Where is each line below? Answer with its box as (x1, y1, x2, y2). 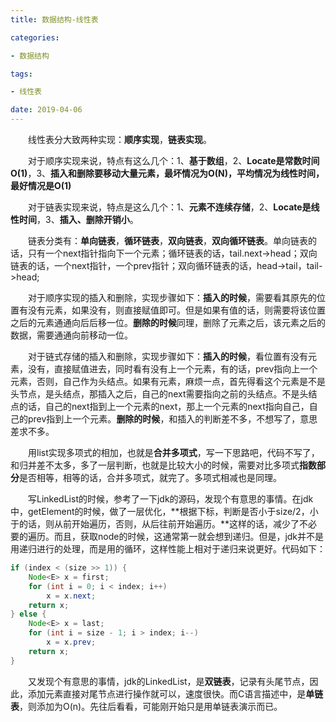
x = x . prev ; (46, 637, 97, 647)
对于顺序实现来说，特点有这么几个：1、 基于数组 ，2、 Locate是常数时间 (28, 155, 320, 166)
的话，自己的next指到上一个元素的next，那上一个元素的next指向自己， (18, 401, 310, 412)
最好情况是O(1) (10, 180, 72, 191)
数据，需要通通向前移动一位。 (10, 329, 133, 341)
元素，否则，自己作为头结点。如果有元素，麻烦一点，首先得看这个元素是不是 (10, 376, 326, 387)
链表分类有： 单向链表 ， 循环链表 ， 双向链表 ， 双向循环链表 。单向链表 (28, 235, 308, 246)
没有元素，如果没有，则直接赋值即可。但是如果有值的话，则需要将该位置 (27, 304, 326, 316)
